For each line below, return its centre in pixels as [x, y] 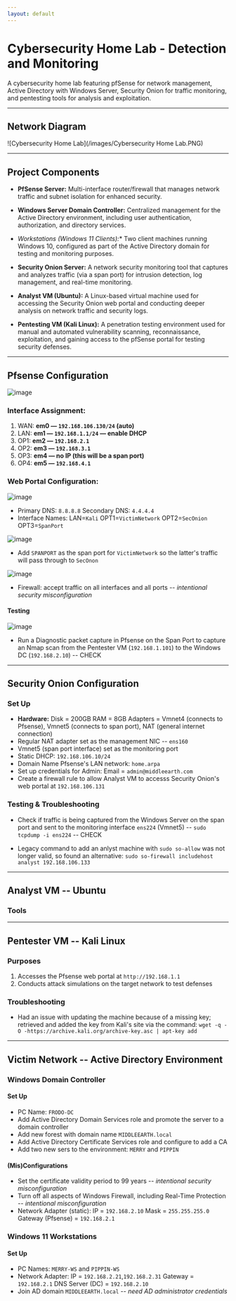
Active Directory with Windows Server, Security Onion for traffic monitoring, [117, 90]
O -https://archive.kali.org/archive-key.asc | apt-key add [107, 1031]
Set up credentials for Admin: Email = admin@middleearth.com [105, 771]
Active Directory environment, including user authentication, [104, 218]
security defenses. [44, 347]
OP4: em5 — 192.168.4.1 [54, 463]
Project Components [53, 172]
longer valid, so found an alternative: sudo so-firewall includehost [115, 855]
